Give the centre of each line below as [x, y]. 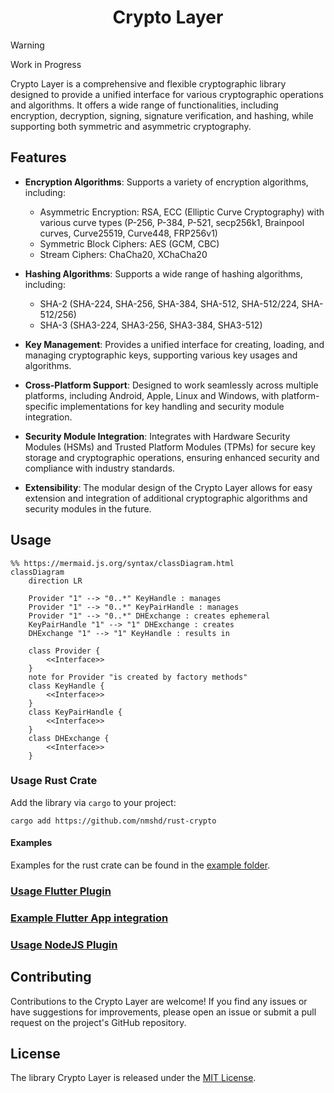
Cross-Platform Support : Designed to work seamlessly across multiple [171, 385]
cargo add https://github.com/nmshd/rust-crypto [113, 821]
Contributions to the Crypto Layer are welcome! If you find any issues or [159, 1001]
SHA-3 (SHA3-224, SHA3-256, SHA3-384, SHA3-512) [151, 325]
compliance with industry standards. [100, 468]
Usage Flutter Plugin [61, 891]
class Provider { [64, 651]
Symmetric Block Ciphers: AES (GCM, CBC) [129, 243]
